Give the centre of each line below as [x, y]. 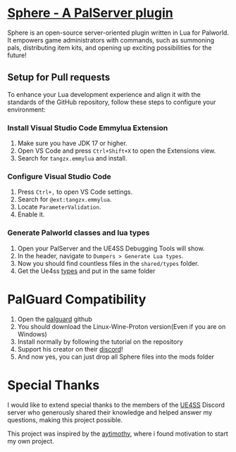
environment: [26, 109]
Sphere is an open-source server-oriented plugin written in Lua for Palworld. [118, 33]
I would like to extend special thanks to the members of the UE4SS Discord [116, 405]
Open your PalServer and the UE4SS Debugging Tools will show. [111, 248]
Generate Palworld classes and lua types [79, 233]
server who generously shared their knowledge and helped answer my [110, 412]
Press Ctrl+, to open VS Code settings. [75, 192]
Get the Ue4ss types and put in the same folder [86, 271]
